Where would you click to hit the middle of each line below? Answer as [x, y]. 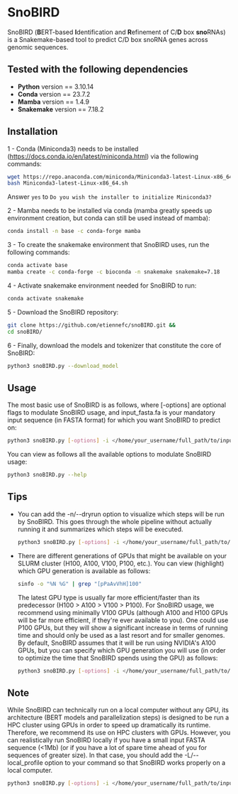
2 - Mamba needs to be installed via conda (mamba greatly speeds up [110, 211]
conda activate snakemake [45, 298]
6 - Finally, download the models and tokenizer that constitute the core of [114, 345]
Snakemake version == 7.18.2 [61, 109]
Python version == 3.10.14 [56, 87]
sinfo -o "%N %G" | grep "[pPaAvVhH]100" [80, 584]
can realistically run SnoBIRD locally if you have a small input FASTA [106, 740]
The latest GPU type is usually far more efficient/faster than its [109, 597]
